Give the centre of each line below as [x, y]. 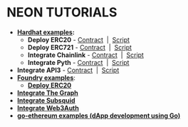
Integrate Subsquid [46, 100]
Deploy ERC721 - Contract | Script [80, 47]
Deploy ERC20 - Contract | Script [78, 39]
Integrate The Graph [48, 93]
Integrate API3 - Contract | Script [68, 70]
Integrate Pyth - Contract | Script [78, 62]
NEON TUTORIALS [62, 12]
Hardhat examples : [46, 32]
